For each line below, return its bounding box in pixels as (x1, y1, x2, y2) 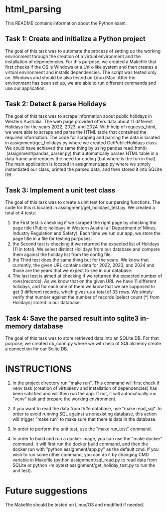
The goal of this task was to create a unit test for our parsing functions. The (5, 199, 161, 205)
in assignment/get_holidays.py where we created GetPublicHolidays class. (5, 139, 158, 146)
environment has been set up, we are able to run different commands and (5, 80, 156, 86)
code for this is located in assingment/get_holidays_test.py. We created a (5, 204, 156, 211)
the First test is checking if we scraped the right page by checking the (12, 219, 157, 226)
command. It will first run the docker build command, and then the (12, 441, 149, 447)
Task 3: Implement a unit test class (5, 186, 116, 194)
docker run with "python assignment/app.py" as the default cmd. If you (12, 446, 159, 452)
